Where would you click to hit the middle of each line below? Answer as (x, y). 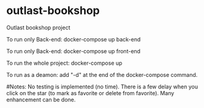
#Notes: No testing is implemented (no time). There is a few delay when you (102, 87)
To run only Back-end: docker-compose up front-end (74, 51)
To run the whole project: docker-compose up (64, 63)
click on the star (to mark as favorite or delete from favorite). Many (90, 93)
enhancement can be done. (41, 99)
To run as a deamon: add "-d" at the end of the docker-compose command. (102, 74)
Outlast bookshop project (38, 27)
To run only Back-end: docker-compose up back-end (74, 39)
